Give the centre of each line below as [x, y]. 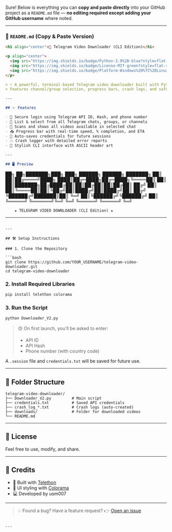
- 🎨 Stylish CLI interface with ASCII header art [59, 146]
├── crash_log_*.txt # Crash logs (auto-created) [70, 407]
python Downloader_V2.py [32, 318]
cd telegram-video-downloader [38, 271]
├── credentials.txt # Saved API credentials [65, 403]
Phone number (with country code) [62, 351]
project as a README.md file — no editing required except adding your [78, 13]
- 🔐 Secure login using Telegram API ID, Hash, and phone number [76, 117]
